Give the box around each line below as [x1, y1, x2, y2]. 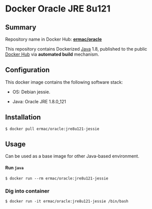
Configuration [5, 66, 50, 74]
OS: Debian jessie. [12, 89, 50, 95]
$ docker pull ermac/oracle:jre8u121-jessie [5, 126, 99, 131]
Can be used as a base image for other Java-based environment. [5, 153, 139, 159]
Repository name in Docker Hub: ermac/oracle [5, 36, 102, 42]
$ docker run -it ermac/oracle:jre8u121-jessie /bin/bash [5, 198, 128, 203]
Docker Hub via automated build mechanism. [5, 51, 99, 57]
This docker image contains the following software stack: [5, 79, 123, 85]
